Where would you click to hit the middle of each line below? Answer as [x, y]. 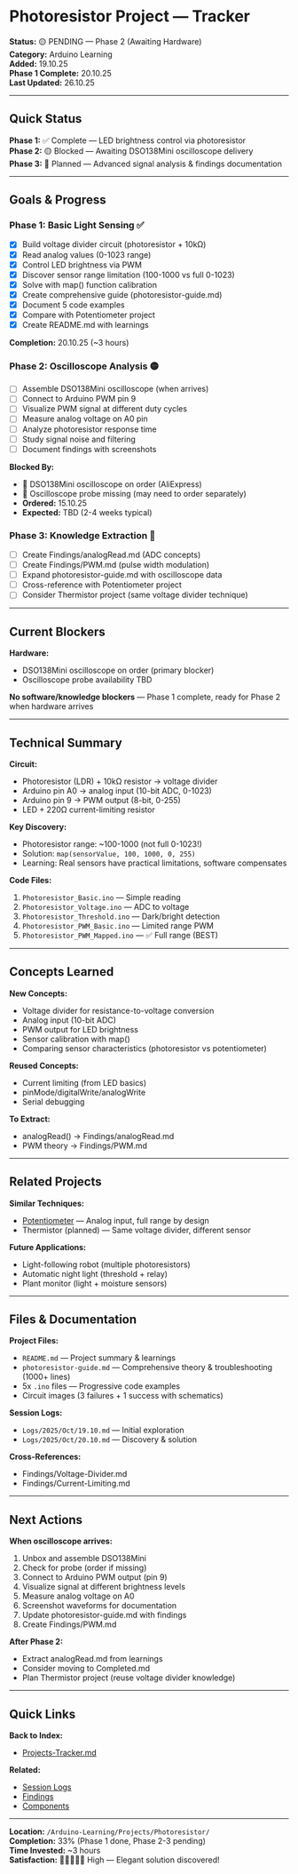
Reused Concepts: [44, 1065]
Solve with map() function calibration [90, 284]
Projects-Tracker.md [59, 1753]
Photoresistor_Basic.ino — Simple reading [102, 897]
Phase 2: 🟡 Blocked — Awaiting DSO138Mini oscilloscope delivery [131, 151]
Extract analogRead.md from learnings [92, 1659]
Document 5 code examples [74, 305]
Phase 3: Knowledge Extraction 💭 [82, 535]
